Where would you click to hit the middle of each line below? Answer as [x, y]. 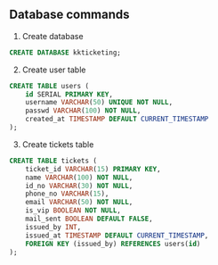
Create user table [54, 70]
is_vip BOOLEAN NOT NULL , [73, 211]
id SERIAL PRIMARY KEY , [69, 94]
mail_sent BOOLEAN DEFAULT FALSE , [89, 219]
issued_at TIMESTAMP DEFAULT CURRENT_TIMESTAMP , [117, 236]
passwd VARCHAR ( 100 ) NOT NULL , [83, 111]
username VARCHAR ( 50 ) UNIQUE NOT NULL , [99, 103]
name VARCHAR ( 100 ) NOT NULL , [79, 178]
